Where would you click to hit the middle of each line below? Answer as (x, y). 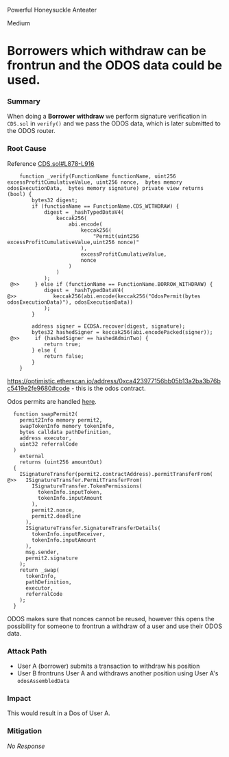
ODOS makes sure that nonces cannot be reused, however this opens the (111, 618)
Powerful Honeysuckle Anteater (52, 10)
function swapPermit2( (46, 414)
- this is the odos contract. (108, 388)
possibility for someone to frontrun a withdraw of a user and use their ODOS (115, 626)
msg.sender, (42, 552)
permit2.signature (51, 558)
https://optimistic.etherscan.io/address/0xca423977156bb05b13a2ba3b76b (114, 381)
